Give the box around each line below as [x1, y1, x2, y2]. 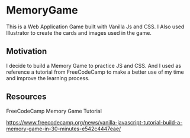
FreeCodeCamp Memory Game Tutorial [6, 107, 102, 114]
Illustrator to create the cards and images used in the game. [6, 29, 152, 36]
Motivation [6, 47, 47, 57]
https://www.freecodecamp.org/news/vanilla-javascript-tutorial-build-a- [6, 119, 183, 126]
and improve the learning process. [6, 74, 90, 81]
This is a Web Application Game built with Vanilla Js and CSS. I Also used [6, 23, 185, 30]
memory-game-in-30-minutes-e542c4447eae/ [6, 125, 121, 132]
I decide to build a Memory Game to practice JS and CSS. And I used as [6, 62, 182, 69]
